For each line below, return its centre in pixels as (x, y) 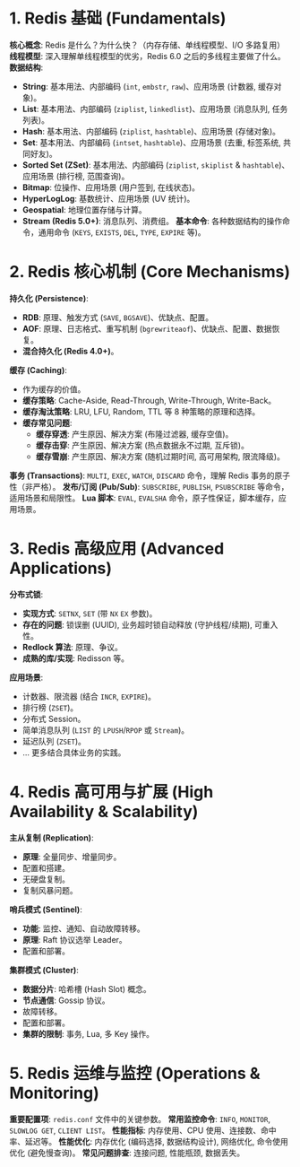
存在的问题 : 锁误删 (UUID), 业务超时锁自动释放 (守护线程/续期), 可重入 (150, 624)
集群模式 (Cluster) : (44, 970)
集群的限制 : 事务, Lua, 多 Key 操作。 (88, 1033)
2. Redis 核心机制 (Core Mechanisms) (150, 272)
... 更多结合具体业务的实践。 (74, 752)
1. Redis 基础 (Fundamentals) (118, 18)
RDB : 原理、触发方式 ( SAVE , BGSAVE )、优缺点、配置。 (118, 317)
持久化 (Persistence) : (49, 298)
